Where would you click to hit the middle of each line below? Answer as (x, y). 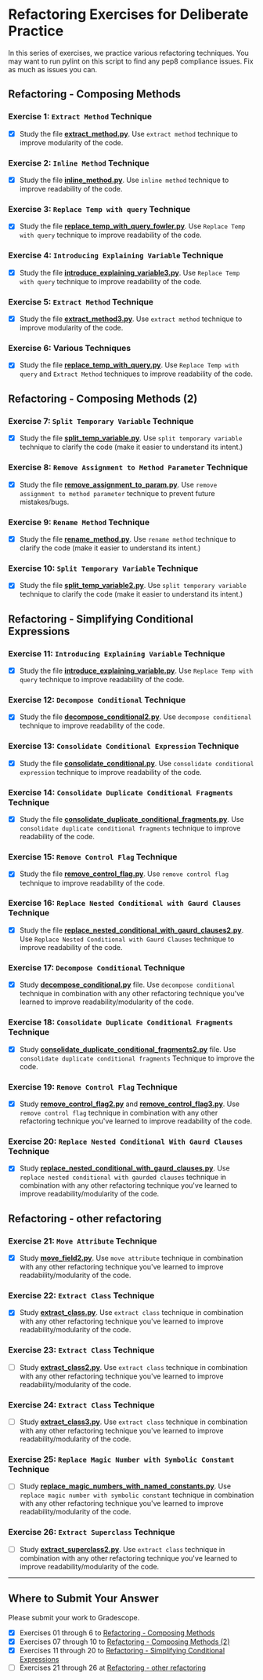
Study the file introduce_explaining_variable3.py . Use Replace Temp (130, 272)
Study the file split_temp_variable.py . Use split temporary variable (131, 438)
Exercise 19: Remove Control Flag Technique (93, 1087)
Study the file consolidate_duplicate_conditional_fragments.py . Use (131, 820)
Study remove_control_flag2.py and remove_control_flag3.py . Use (130, 1104)
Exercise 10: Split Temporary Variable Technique (103, 568)
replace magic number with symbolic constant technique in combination (137, 1495)
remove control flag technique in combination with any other (119, 1112)
